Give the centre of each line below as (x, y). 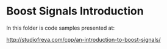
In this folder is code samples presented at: (60, 28)
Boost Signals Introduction (75, 11)
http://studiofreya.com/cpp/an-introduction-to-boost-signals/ (83, 39)
